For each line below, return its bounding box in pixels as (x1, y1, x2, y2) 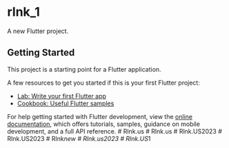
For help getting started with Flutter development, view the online (7, 112, 193, 120)
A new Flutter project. (7, 27, 69, 35)
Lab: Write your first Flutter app (17, 92, 107, 100)
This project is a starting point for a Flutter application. (7, 65, 161, 73)
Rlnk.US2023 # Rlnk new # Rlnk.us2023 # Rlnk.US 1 (7, 134, 151, 142)
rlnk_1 (7, 4, 40, 20)
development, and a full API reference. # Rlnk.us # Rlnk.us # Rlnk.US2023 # (7, 127, 223, 135)
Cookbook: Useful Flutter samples (17, 99, 114, 107)
